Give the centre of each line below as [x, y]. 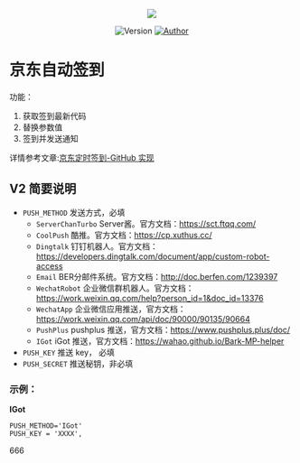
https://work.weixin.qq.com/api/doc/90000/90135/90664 [143, 319]
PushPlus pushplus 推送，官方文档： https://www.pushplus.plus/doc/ [163, 329]
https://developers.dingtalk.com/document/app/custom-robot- [153, 256]
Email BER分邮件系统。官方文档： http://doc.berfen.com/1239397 [157, 276]
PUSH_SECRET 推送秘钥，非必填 [78, 363]
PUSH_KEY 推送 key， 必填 [69, 352]
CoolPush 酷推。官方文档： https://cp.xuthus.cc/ [124, 235]
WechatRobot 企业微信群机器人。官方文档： [115, 288]
